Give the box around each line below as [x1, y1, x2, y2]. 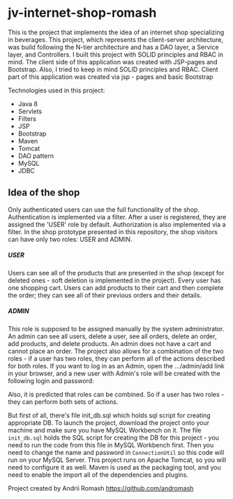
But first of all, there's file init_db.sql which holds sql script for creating [8, 411, 211, 419]
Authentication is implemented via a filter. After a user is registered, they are [8, 212, 227, 221]
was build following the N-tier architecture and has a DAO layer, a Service [8, 43, 219, 51]
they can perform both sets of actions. [8, 397, 119, 406]
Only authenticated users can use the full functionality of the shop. [8, 205, 200, 214]
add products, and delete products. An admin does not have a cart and [8, 339, 211, 347]
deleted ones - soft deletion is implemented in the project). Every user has [8, 276, 221, 284]
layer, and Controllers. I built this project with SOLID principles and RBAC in [8, 50, 224, 59]
